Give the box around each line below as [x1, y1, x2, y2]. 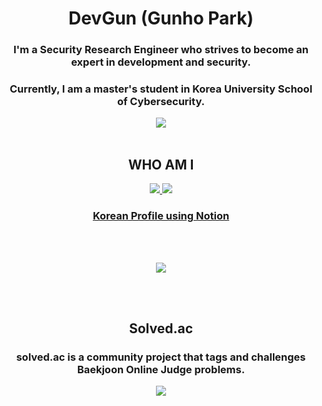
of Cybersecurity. [116, 95, 206, 109]
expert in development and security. [71, 55, 251, 69]
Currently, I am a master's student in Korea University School [9, 82, 313, 96]
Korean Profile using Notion [92, 209, 230, 223]
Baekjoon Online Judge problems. [76, 362, 246, 376]
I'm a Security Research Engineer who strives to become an [12, 43, 310, 57]
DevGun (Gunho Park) [67, 7, 255, 30]
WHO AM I [127, 156, 195, 173]
